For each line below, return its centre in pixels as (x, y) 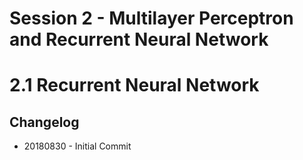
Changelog (44, 122)
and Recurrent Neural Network (139, 39)
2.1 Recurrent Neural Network (134, 85)
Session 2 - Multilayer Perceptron (151, 18)
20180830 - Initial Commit (77, 146)
